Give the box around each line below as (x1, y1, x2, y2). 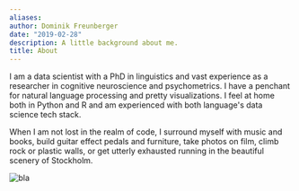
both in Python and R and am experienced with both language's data (9, 100, 263, 110)
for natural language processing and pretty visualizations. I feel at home (9, 91, 276, 101)
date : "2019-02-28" (9, 30, 83, 39)
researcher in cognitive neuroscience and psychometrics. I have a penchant (9, 81, 290, 91)
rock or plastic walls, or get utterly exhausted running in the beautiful (9, 145, 265, 157)
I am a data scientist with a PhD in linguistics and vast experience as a (9, 71, 268, 82)
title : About (9, 47, 58, 56)
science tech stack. (9, 109, 82, 120)
